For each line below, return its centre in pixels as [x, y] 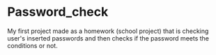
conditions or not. [32, 45]
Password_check [58, 12]
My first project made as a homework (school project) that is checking [108, 31]
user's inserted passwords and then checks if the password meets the [108, 38]
